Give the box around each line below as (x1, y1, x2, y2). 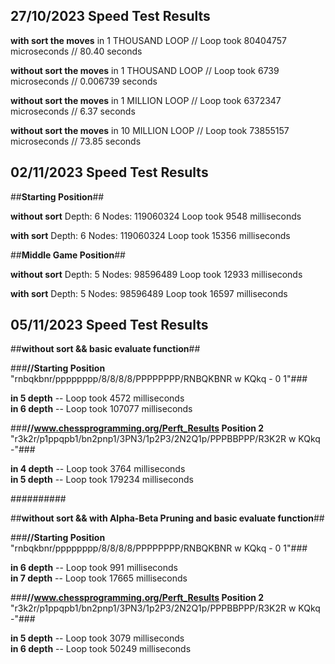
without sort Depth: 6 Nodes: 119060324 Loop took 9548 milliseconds (10, 210, 302, 222)
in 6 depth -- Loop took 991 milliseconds (10, 562, 178, 574)
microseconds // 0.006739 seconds (10, 75, 158, 87)
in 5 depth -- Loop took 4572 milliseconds (10, 392, 185, 404)
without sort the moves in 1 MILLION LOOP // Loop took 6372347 (10, 94, 282, 106)
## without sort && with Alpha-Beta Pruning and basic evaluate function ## (10, 512, 325, 524)
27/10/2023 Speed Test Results (10, 8, 211, 25)
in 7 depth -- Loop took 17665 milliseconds (10, 572, 188, 584)
